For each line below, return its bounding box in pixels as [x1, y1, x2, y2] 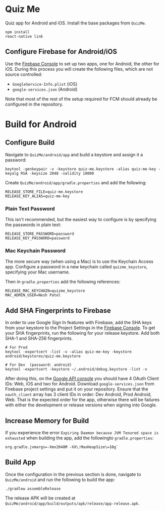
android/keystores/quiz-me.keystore [5, 354, 81, 359]
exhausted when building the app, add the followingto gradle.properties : [5, 435, 154, 441]
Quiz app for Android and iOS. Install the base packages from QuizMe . [5, 20, 146, 26]
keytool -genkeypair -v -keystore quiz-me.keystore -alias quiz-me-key [5, 166, 156, 171]
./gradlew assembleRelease [5, 486, 61, 491]
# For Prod [5, 345, 28, 350]
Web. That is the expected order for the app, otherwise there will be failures [5, 397, 160, 403]
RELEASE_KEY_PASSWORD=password [5, 236, 70, 241]
